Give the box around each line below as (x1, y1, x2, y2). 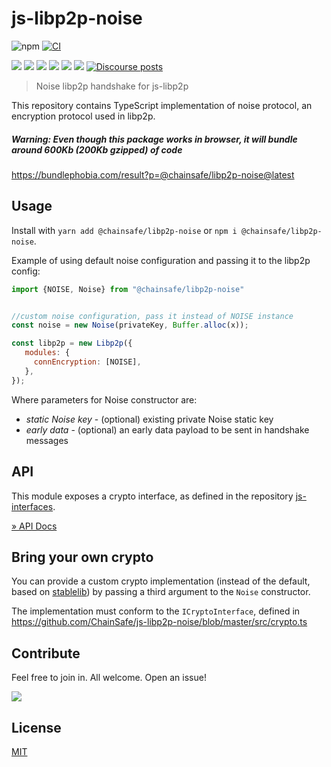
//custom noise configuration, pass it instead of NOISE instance (11, 311, 294, 321)
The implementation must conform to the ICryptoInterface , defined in (11, 605, 301, 617)
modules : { (24, 348, 71, 358)
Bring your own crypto (11, 548, 154, 566)
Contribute (11, 645, 81, 662)
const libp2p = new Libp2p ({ (11, 338, 133, 349)
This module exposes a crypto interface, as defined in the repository (11, 490, 294, 502)
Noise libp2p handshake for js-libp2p (35, 80, 189, 92)
